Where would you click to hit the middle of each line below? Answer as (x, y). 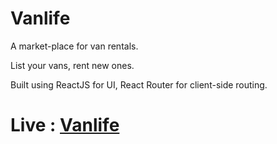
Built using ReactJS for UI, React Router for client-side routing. (139, 84)
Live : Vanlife (65, 125)
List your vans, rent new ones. (72, 65)
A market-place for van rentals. (74, 46)
